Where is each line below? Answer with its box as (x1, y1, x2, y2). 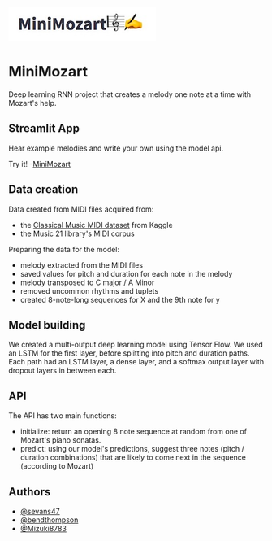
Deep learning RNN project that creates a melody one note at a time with (8, 89, 252, 99)
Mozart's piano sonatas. (19, 435, 101, 445)
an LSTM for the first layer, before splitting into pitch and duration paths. (8, 348, 250, 358)
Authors (8, 485, 51, 499)
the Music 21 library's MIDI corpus (19, 229, 136, 238)
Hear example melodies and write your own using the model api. (8, 143, 224, 153)
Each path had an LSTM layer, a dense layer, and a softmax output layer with (8, 357, 265, 367)
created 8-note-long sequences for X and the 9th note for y (19, 294, 221, 304)
